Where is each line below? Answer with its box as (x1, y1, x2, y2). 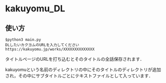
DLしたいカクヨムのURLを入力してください (5, 42, 80, 47)
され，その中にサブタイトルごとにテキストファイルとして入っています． (5, 73, 153, 79)
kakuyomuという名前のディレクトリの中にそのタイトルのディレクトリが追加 (5, 67, 161, 72)
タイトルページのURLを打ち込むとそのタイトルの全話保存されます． (5, 56, 145, 62)
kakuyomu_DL (5, 3, 66, 14)
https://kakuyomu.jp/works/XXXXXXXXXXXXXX (5, 47, 95, 52)
